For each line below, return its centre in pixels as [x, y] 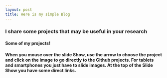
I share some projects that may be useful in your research [76, 32]
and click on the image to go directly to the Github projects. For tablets [80, 60]
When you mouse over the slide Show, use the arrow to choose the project [83, 54]
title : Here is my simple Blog [38, 14]
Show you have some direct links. [41, 70]
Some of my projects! [28, 43]
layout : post [19, 10]
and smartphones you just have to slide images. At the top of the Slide [79, 65]
